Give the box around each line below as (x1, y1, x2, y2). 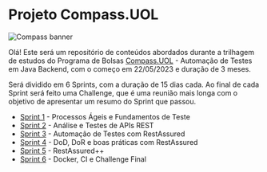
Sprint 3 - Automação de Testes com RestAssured (19, 129, 185, 139)
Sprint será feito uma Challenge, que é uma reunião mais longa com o (8, 88, 238, 97)
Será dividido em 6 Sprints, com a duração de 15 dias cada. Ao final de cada (8, 80, 260, 89)
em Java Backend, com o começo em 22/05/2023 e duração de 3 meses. (8, 64, 252, 73)
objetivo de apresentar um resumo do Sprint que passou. (8, 96, 197, 106)
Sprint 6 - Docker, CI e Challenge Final (19, 154, 146, 164)
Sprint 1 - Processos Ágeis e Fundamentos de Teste (19, 111, 190, 121)
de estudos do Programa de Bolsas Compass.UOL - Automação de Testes (8, 56, 253, 65)
